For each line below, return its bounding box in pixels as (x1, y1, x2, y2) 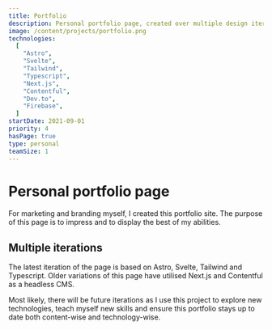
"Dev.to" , (23, 95, 57, 103)
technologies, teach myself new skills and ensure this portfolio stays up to (8, 304, 255, 314)
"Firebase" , (23, 102, 63, 110)
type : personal (8, 139, 60, 148)
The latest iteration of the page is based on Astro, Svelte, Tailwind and (8, 262, 243, 272)
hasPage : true (8, 132, 57, 140)
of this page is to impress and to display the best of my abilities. (8, 218, 221, 227)
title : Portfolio (8, 11, 67, 20)
